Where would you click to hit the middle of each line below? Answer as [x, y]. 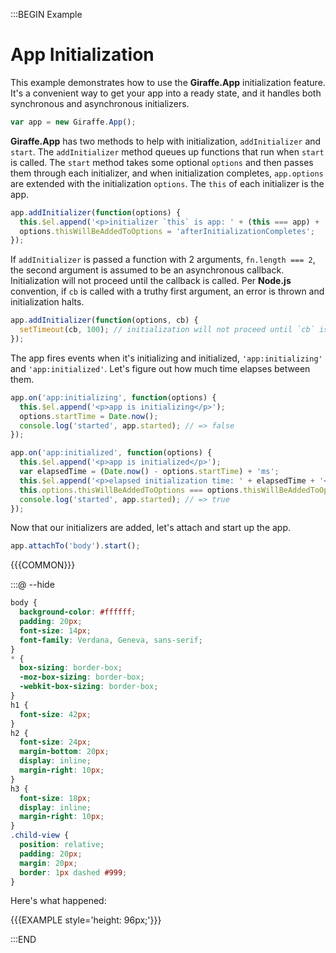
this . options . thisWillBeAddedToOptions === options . [131, 490]
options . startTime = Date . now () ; [89, 416]
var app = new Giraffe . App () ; [73, 122]
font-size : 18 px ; [55, 798]
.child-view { [40, 835]
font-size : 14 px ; [55, 630]
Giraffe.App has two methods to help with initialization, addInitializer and [166, 141]
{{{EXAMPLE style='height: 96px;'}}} [86, 920]
